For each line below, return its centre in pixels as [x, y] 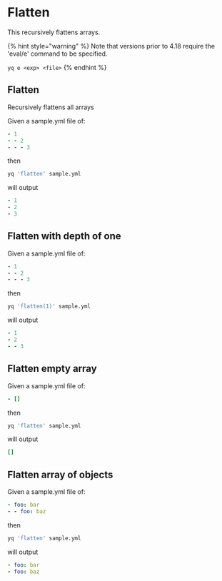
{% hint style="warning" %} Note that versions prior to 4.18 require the [111, 46]
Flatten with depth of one [64, 236]
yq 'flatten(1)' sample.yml [49, 307]
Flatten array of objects [60, 474]
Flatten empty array [52, 369]
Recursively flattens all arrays [51, 107]
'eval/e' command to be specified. [57, 54]
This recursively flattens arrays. [54, 32]
